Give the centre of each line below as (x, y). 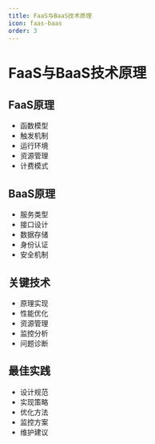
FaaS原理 (32, 105)
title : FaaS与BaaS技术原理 (50, 16)
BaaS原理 (32, 193)
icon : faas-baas (35, 23)
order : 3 (23, 31)
